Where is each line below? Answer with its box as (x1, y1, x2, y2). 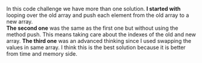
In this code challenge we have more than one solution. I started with (6, 5, 181, 12)
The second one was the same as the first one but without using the (6, 24, 179, 31)
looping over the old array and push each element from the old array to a (6, 12, 189, 19)
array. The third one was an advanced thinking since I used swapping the (6, 38, 192, 44)
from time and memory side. (6, 50, 78, 57)
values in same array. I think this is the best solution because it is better (6, 44, 186, 51)
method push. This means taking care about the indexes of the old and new (6, 31, 197, 38)
